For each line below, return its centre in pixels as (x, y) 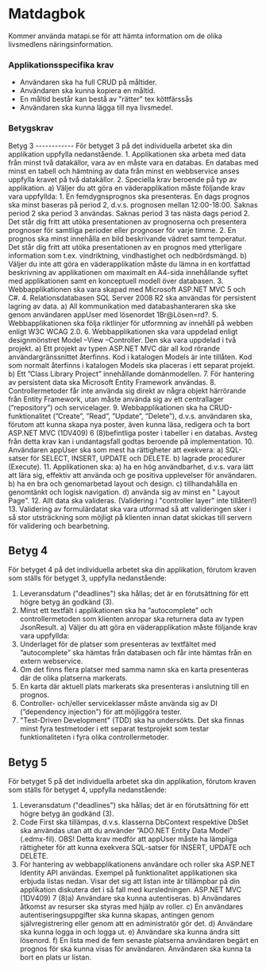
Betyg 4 (28, 551)
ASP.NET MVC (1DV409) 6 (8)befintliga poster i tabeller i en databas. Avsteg (133, 433)
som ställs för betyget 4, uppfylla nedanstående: (87, 790)
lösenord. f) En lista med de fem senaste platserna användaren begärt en (139, 941)
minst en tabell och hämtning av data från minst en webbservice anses (124, 171)
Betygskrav (31, 128)
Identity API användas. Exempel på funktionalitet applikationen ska (128, 873)
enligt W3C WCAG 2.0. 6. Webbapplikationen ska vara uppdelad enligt (123, 332)
